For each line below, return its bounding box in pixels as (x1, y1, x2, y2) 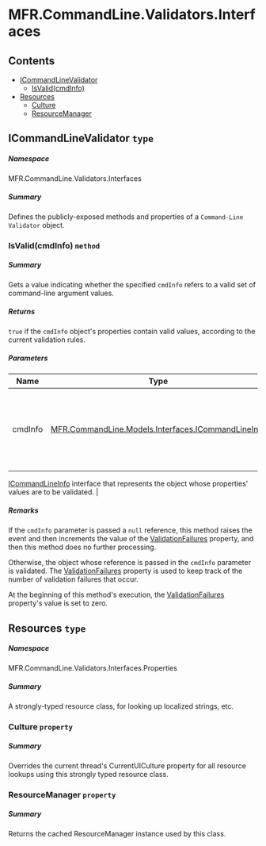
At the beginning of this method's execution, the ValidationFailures (8, 590, 225, 600)
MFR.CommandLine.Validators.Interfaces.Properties (8, 663, 178, 673)
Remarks (8, 506, 39, 515)
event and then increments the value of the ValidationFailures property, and (8, 534, 254, 544)
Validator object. (8, 221, 65, 230)
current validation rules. (8, 335, 85, 344)
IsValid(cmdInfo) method (8, 240, 101, 252)
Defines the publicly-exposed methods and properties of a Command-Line (8, 212, 244, 221)
